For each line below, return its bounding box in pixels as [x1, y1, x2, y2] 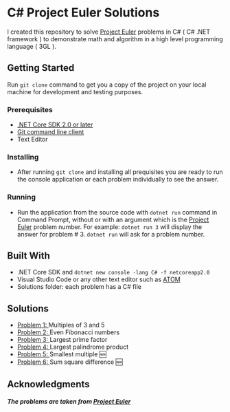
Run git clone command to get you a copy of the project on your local [7, 80, 207, 89]
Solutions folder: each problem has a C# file [16, 283, 142, 291]
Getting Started [7, 62, 75, 74]
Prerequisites [7, 105, 53, 114]
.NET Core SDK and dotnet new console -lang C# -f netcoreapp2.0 [16, 268, 210, 277]
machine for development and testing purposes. [7, 87, 143, 96]
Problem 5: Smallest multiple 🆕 [16, 350, 106, 358]
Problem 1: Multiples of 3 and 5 [16, 321, 105, 329]
